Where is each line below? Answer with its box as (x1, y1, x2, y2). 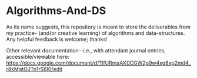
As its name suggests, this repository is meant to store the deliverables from (6, 23, 191, 30)
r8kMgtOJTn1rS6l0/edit (6, 65, 63, 72)
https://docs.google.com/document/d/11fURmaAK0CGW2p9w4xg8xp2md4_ (6, 59, 191, 66)
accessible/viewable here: (6, 53, 69, 60)
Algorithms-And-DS (6, 4, 106, 17)
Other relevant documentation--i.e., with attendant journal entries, (6, 47, 166, 54)
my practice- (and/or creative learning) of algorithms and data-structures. (6, 29, 185, 36)
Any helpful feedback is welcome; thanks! (6, 36, 108, 42)
